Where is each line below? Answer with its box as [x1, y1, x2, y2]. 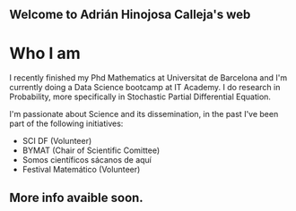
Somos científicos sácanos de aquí [22, 155, 152, 165]
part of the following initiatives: [9, 118, 124, 129]
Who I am [9, 43, 81, 63]
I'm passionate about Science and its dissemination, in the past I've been [9, 109, 279, 120]
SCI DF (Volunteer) [22, 136, 92, 147]
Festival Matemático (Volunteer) [22, 165, 141, 175]
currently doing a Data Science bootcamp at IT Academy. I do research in [9, 82, 281, 93]
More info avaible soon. [9, 190, 144, 205]
